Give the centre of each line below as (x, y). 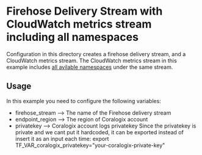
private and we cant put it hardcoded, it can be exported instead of (99, 132)
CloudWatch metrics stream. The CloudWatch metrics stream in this (92, 60)
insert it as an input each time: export (62, 139)
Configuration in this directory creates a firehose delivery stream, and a (96, 54)
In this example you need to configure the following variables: (84, 101)
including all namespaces (73, 37)
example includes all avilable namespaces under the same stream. (90, 67)
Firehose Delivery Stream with (85, 11)
